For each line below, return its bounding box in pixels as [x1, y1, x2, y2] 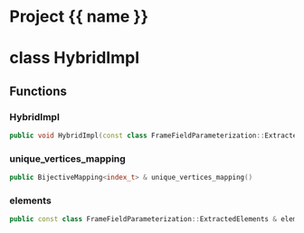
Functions [9, 83, 68, 98]
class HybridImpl [9, 48, 140, 69]
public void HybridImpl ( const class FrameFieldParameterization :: [9, 131, 265, 141]
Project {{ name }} [9, 6, 149, 27]
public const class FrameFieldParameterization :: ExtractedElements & [9, 215, 278, 224]
